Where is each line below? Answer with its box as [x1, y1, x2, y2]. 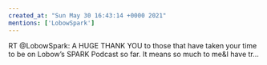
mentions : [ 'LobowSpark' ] [8, 19, 95, 27]
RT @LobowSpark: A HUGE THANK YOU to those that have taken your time [8, 40, 257, 50]
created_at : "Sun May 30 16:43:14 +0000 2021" [8, 11, 167, 20]
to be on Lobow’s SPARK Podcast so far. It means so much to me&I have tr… [8, 49, 259, 59]
